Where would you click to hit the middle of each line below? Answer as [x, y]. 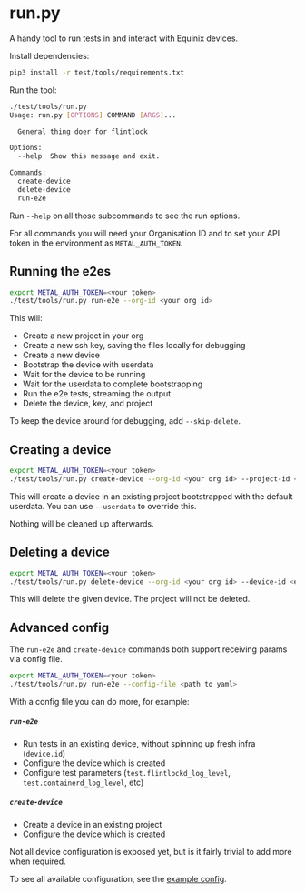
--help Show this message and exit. [89, 156]
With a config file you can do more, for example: [99, 701]
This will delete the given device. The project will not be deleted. [130, 599]
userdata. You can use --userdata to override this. [103, 506]
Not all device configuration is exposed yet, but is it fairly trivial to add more [151, 851]
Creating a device [60, 450]
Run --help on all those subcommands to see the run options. [125, 216]
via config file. [36, 659]
